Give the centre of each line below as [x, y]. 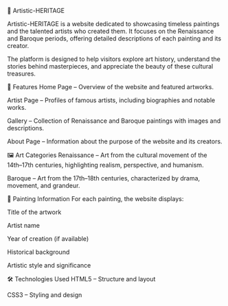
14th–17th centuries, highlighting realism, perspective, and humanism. [105, 165]
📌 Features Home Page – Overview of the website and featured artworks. [111, 87]
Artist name [23, 225]
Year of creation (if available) [48, 239]
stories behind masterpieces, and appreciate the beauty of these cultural [110, 66]
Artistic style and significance [49, 265]
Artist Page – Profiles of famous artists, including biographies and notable [111, 100]
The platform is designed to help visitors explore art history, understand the [114, 59]
